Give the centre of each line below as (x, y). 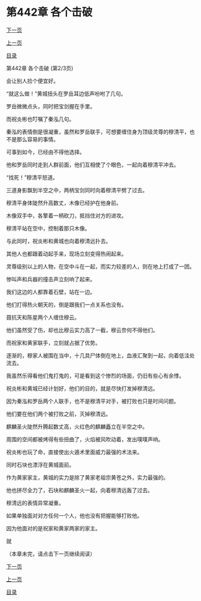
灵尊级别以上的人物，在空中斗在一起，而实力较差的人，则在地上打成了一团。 (100, 266)
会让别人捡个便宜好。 (32, 81)
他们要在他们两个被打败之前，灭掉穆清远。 (59, 414)
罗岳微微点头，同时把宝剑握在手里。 (51, 106)
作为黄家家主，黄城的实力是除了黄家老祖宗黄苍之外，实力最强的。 (87, 477)
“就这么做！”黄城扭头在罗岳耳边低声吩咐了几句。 (66, 93)
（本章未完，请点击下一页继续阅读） (51, 554)
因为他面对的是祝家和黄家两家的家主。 (53, 528)
